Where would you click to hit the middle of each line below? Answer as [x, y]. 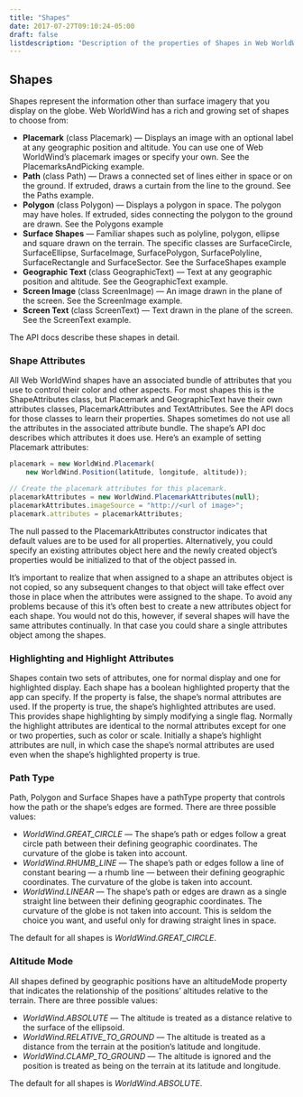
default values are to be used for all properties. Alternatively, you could [141, 540]
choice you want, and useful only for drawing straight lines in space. [149, 920]
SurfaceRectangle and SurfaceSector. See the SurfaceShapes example [154, 263]
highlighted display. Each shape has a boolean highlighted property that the [150, 687]
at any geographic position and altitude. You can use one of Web [143, 147]
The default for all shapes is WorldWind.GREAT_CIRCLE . [113, 938]
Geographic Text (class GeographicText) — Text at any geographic [147, 272]
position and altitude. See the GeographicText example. [125, 281]
